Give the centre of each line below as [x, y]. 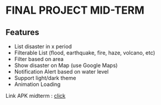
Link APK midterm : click [36, 96]
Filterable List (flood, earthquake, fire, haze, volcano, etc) [85, 53]
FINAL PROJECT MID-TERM [75, 10]
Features [22, 32]
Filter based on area [39, 59]
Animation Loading [37, 84]
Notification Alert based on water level [61, 71]
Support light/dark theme [45, 78]
